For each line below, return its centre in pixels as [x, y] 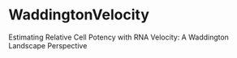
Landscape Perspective [48, 45]
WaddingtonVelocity [79, 15]
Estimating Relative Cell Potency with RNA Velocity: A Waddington [119, 37]
